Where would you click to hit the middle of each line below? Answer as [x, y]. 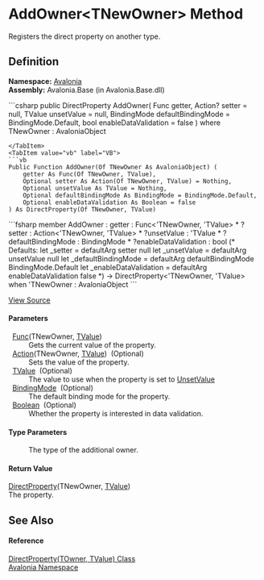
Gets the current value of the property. [93, 344]
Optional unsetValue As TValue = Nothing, [95, 188]
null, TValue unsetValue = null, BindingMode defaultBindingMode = [120, 114]
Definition [33, 62]
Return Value [31, 468]
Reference [26, 540]
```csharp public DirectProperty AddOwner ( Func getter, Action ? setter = [128, 105]
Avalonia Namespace [43, 567]
